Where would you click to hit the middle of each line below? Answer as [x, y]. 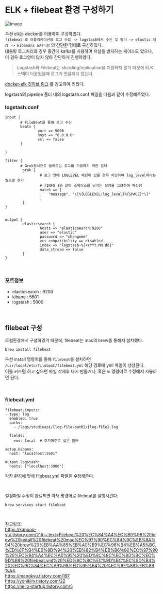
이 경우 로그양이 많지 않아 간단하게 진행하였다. [49, 57]
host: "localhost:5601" [33, 453]
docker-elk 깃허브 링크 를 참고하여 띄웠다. [45, 84]
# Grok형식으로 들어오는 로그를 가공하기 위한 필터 [64, 166]
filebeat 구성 [24, 328]
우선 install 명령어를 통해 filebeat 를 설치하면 [48, 359]
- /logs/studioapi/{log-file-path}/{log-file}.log [66, 427]
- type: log [17, 414]
